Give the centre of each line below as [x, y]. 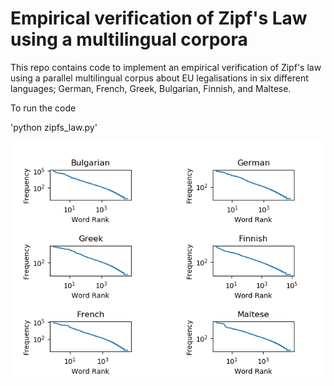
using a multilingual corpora [129, 39]
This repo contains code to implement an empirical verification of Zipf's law [166, 67]
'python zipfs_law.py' [54, 127]
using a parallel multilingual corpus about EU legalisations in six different [159, 78]
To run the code [43, 108]
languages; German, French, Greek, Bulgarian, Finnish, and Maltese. [151, 88]
